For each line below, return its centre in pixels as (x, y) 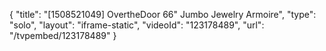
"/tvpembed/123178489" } (63, 35)
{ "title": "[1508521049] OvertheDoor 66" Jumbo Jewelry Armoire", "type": (163, 14)
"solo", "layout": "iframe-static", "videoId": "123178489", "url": (137, 25)
